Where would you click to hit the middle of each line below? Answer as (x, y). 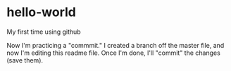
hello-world (42, 12)
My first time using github (44, 32)
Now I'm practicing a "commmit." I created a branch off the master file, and (115, 45)
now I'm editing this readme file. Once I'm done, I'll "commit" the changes (114, 53)
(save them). (25, 60)
